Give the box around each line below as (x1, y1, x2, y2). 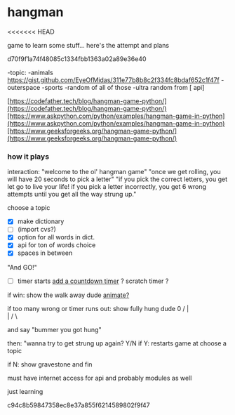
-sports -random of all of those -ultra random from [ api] (41, 83, 205, 91)
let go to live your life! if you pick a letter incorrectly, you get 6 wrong (7, 183, 207, 191)
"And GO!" (7, 263, 37, 271)
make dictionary (17, 217, 65, 225)
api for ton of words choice (17, 241, 96, 249)
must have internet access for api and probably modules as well (7, 374, 192, 382)
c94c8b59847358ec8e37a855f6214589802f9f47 (7, 401, 150, 409)
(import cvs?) (17, 225, 56, 234)
